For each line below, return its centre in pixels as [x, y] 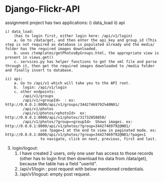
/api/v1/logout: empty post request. [55, 174]
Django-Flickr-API [42, 9]
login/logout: [25, 148]
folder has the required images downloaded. [51, 49]
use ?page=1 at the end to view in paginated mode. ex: [98, 130]
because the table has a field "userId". [58, 163]
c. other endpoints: [35, 92]
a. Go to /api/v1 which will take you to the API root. [72, 83]
